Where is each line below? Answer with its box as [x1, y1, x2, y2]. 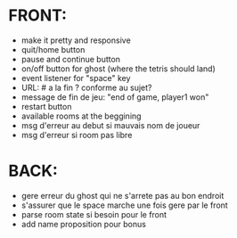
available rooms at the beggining [20, 111, 142, 121]
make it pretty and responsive [20, 35, 131, 45]
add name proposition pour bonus [20, 218, 146, 229]
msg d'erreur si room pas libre [20, 129, 133, 140]
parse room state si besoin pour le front [20, 209, 167, 219]
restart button [20, 101, 72, 111]
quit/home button [20, 44, 86, 54]
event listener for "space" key [20, 72, 131, 83]
